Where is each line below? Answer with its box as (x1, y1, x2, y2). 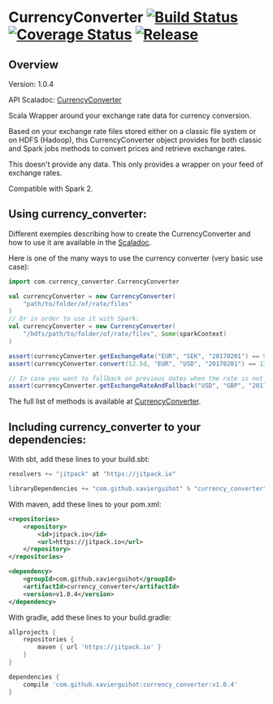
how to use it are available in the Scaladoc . (8, 237, 152, 247)
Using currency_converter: (8, 207, 148, 221)
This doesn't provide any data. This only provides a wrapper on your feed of (8, 159, 264, 169)
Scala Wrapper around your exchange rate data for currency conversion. (8, 110, 252, 120)
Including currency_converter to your (8, 420, 201, 434)
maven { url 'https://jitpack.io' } (37, 643, 162, 651)
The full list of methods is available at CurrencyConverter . (8, 396, 201, 406)
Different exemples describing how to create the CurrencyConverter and (8, 228, 251, 239)
